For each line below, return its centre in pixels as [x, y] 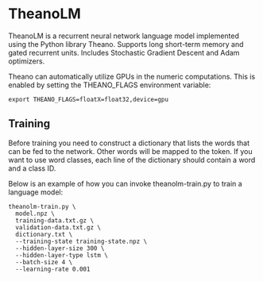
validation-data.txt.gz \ [58, 227]
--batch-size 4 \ [44, 262]
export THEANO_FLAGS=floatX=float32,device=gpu [89, 99]
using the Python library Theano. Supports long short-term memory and [126, 44]
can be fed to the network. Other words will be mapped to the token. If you [130, 151]
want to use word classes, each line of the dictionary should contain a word [132, 160]
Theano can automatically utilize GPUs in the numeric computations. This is [132, 76]
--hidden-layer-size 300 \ [60, 248]
